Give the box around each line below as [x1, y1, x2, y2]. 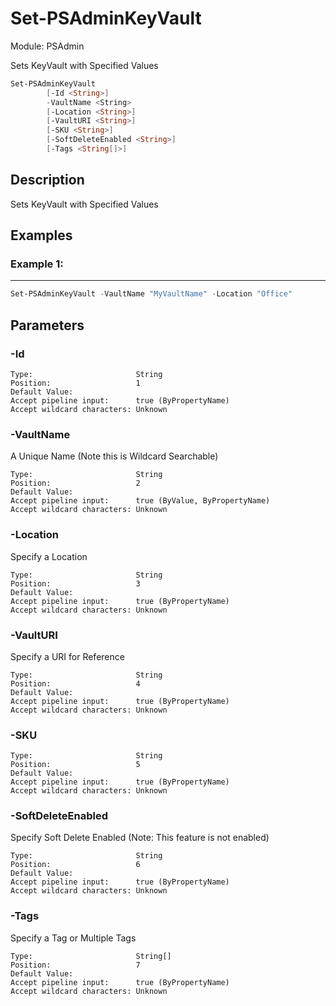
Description [10, 172, 85, 189]
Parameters [10, 317, 85, 334]
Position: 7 [10, 960, 141, 970]
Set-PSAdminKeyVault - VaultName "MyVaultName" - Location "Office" [10, 289, 293, 299]
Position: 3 [10, 578, 141, 589]
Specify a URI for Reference [10, 650, 125, 662]
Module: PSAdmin [10, 40, 85, 52]
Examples [10, 227, 73, 244]
